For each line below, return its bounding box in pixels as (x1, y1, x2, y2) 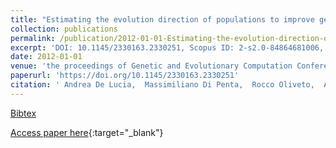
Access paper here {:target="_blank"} (10, 126, 164, 138)
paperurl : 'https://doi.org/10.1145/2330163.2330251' (10, 71, 240, 81)
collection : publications (10, 24, 118, 34)
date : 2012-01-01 (10, 52, 83, 62)
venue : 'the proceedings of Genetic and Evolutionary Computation (10, 61, 293, 71)
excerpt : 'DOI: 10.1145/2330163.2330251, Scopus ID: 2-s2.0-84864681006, (10, 42, 325, 53)
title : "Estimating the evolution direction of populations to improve (10, 14, 315, 25)
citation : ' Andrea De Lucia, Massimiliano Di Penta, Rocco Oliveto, (10, 80, 315, 90)
